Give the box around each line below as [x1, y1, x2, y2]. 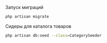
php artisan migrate [5, 14, 50, 19]
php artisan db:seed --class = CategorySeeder [5, 33, 102, 38]
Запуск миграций [5, 5, 44, 10]
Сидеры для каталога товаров [5, 23, 72, 29]
